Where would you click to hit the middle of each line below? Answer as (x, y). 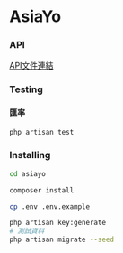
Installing (30, 155)
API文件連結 (31, 66)
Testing (26, 89)
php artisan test (42, 132)
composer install (42, 190)
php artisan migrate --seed (62, 240)
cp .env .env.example (50, 206)
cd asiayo (28, 173)
